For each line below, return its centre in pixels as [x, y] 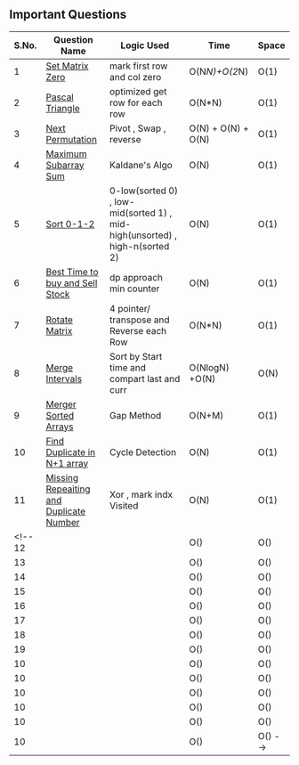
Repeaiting [68, 489]
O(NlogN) [209, 367]
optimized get [138, 91]
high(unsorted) [141, 235]
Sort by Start [136, 356]
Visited [124, 505]
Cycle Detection [143, 452]
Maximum [66, 153]
